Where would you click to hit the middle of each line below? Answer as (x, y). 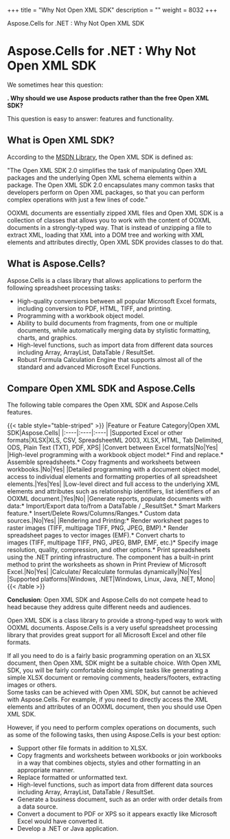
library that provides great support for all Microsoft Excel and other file (107, 635)
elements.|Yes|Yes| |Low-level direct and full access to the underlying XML (113, 484)
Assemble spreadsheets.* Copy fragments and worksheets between (104, 462)
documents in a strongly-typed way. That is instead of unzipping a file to (110, 227)
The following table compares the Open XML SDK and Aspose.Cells (103, 405)
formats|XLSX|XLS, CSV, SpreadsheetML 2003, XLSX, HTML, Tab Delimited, (115, 440)
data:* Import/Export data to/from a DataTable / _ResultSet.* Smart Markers (114, 506)
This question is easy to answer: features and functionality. (91, 118)
